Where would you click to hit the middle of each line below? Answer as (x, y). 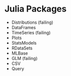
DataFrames (24, 27)
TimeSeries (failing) (31, 32)
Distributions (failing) (32, 22)
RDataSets (22, 48)
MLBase (20, 53)
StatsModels (24, 43)
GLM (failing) (24, 58)
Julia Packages (35, 9)
